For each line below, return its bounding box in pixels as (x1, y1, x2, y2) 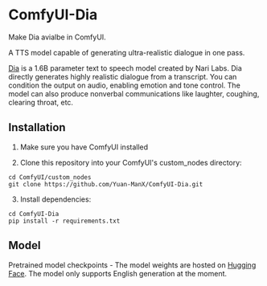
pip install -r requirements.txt (8, 217, 121, 225)
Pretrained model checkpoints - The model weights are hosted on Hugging (8, 259, 257, 270)
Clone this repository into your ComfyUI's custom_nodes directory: (19, 157, 243, 167)
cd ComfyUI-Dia (8, 210, 60, 218)
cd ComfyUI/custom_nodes (8, 173, 92, 182)
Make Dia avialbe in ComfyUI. (8, 32, 106, 42)
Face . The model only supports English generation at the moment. (8, 268, 228, 278)
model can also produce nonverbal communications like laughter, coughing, (8, 88, 260, 98)
